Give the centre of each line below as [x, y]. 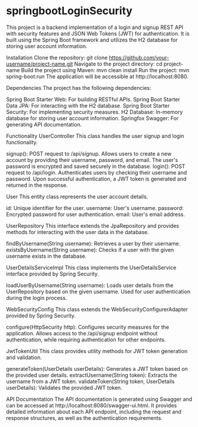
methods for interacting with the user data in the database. [78, 232]
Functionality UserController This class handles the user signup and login [95, 136]
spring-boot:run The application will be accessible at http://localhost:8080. [98, 76]
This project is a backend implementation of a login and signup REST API [95, 27]
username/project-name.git [40, 64]
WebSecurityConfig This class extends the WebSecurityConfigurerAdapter [97, 309]
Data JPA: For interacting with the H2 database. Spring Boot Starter [88, 105]
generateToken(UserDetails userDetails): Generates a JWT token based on [97, 368]
